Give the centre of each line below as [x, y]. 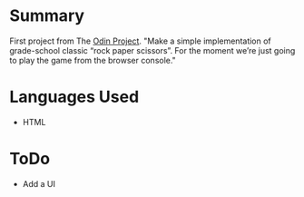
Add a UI [39, 183]
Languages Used [74, 97]
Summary [47, 16]
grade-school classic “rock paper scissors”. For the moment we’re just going [152, 50]
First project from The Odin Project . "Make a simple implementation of [141, 41]
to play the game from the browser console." [93, 60]
